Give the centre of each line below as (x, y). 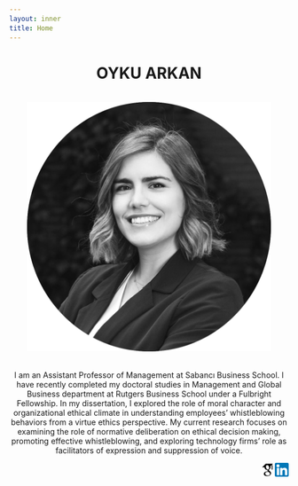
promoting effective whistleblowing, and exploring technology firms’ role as (149, 441)
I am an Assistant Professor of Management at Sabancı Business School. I (149, 375)
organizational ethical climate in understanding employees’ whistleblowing (149, 413)
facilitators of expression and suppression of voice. (149, 451)
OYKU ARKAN (149, 73)
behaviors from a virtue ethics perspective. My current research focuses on (149, 422)
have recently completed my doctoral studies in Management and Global (149, 385)
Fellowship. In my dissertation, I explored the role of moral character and (149, 404)
